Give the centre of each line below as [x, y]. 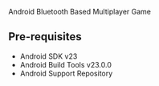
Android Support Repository [66, 73]
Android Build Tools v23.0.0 [66, 64]
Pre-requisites [45, 37]
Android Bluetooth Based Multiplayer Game [79, 12]
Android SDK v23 [49, 56]
